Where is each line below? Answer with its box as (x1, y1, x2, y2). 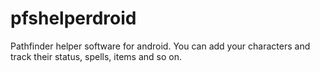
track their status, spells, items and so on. (10, 50, 182, 62)
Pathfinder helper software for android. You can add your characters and (10, 40, 311, 52)
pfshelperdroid (10, 7, 137, 30)
